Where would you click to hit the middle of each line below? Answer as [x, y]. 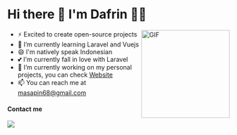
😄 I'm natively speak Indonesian [65, 51]
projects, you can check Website [65, 75]
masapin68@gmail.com [52, 92]
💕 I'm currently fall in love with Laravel [73, 59]
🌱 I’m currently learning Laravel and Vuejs [78, 44]
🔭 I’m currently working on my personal [75, 67]
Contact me [25, 109]
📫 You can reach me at [52, 82]
